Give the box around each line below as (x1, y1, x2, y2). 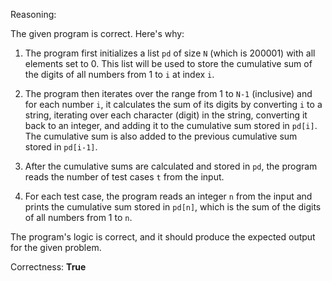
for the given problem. (10, 242, 102, 253)
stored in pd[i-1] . (24, 141, 98, 153)
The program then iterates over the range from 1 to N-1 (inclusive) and (24, 88, 313, 99)
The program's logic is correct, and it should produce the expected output (10, 231, 316, 243)
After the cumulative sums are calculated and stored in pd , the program (24, 160, 318, 172)
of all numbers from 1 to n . (24, 212, 133, 223)
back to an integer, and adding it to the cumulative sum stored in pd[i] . (24, 120, 318, 131)
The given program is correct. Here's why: (10, 28, 185, 39)
